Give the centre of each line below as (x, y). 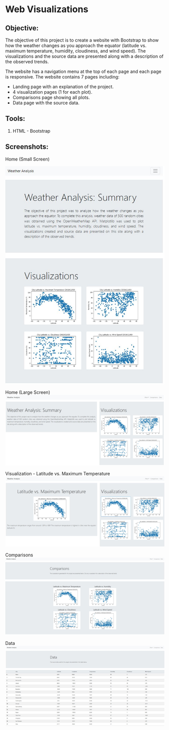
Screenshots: (27, 147)
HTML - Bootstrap (31, 131)
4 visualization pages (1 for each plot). (52, 92)
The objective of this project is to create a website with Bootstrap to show (82, 40)
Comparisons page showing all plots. (51, 97)
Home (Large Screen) (28, 392)
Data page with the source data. (46, 103)
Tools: (15, 119)
